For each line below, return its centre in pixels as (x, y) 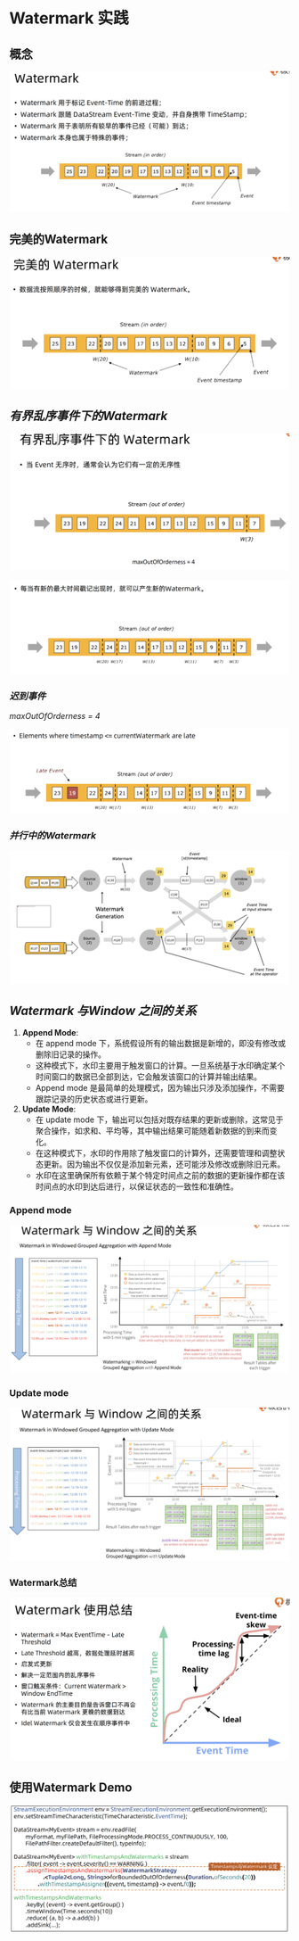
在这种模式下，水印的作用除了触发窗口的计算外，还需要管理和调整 (156, 1153)
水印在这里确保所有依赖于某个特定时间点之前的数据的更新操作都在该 (160, 1176)
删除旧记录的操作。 (71, 1054)
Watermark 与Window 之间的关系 (103, 1011)
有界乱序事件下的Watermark (89, 416)
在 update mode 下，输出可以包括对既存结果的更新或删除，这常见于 (159, 1119)
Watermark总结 (43, 1582)
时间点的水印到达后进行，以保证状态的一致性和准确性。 (137, 1186)
